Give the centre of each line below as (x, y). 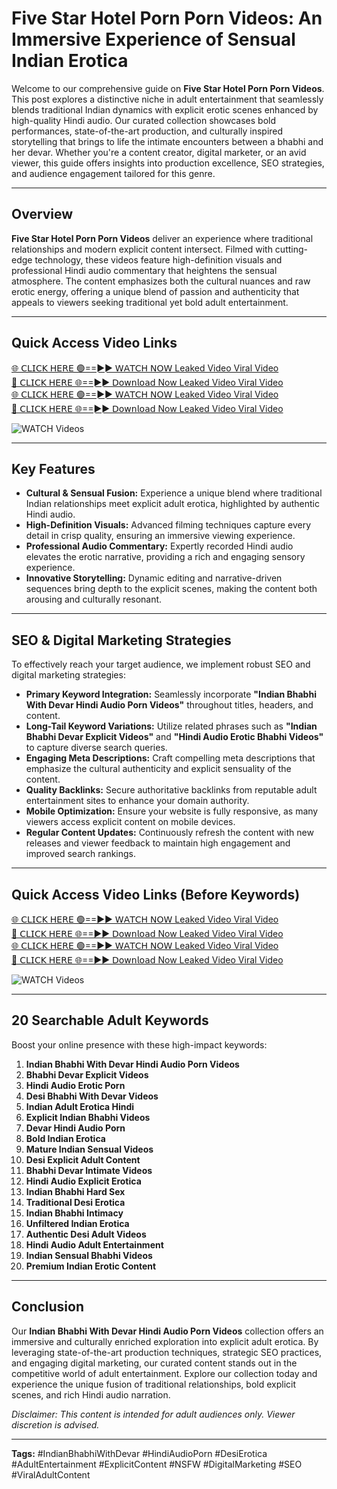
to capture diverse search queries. (96, 748)
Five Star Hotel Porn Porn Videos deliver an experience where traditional (162, 238)
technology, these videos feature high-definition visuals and (158, 259)
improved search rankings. (81, 854)
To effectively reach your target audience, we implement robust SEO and (161, 664)
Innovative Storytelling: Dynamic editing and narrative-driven (154, 578)
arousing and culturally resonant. (94, 599)
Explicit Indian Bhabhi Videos (88, 1117)
